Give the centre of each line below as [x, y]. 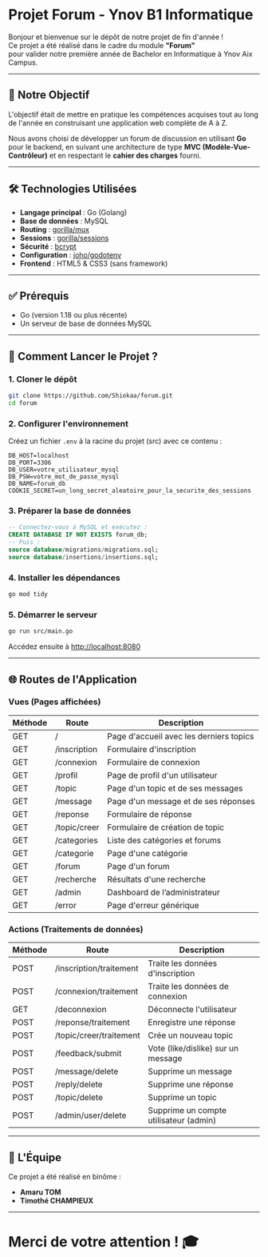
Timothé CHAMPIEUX [57, 1200]
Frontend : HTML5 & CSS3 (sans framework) [94, 263]
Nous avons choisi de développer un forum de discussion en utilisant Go [127, 138]
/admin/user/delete [91, 1115]
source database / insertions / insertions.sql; [83, 557]
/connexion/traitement [97, 991]
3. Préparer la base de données [70, 511]
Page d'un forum [138, 866]
